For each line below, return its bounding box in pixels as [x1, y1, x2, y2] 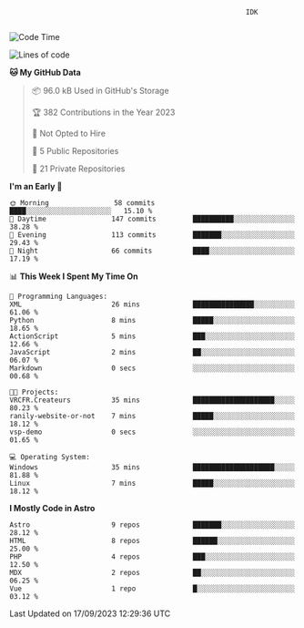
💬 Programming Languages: [9, 292, 107, 301]
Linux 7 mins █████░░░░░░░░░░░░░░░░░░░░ [9, 479, 296, 488]
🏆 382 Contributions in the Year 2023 [31, 107, 176, 118]
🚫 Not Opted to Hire [31, 128, 106, 139]
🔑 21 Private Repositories [31, 163, 126, 174]
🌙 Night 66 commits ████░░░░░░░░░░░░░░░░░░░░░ [9, 246, 296, 255]
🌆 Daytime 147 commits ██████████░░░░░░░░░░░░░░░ [9, 214, 296, 223]
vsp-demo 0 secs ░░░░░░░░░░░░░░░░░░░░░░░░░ [9, 427, 296, 437]
